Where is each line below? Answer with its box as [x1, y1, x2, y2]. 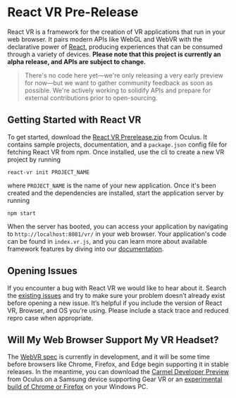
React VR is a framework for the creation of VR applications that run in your [7, 27, 225, 36]
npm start [7, 209, 37, 217]
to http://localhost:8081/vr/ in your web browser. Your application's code [7, 230, 227, 238]
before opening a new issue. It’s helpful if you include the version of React [7, 299, 223, 307]
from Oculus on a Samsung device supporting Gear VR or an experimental [7, 375, 223, 384]
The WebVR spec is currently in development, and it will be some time [7, 353, 210, 361]
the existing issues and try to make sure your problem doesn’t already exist [7, 291, 225, 299]
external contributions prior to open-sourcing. [24, 93, 158, 102]
